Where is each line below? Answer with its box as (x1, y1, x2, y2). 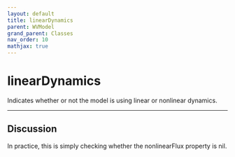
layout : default (7, 10, 55, 18)
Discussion (7, 123, 57, 135)
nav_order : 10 (7, 36, 49, 43)
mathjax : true (7, 43, 49, 50)
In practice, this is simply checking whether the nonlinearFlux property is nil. (7, 142, 227, 150)
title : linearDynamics (7, 17, 73, 24)
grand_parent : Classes (7, 29, 73, 37)
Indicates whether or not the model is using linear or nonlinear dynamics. (7, 96, 218, 104)
